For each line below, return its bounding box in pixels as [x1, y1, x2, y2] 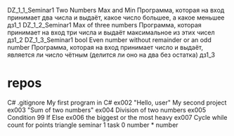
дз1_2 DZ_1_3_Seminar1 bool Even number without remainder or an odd [7, 36, 212, 44]
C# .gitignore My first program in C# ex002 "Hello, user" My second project [7, 98, 227, 107]
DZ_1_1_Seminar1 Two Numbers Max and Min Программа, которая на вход [7, 6, 225, 14]
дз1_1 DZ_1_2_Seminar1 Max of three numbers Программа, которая [7, 21, 202, 29]
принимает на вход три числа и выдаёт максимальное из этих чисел [7, 28, 216, 36]
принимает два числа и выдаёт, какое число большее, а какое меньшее [7, 13, 225, 22]
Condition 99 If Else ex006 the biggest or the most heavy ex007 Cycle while [7, 113, 228, 121]
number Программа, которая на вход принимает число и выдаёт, [7, 43, 204, 51]
